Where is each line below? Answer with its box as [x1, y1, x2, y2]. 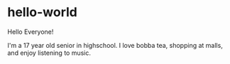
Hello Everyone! [7, 27, 54, 36]
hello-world [7, 4, 78, 20]
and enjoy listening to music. [7, 49, 91, 57]
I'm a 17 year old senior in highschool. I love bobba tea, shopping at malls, [7, 41, 224, 49]
